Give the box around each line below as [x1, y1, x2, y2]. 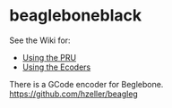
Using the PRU [21, 52, 77, 62]
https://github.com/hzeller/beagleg [9, 88, 139, 99]
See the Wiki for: [9, 35, 71, 46]
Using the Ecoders [21, 62, 91, 72]
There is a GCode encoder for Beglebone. [9, 79, 164, 89]
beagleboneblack [9, 5, 142, 26]
